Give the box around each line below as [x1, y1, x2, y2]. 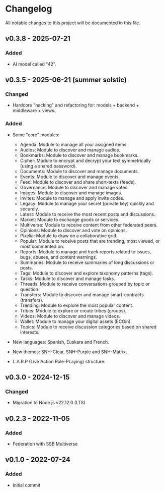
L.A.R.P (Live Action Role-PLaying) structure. [12, 358, 106, 364]
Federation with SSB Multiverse [12, 441, 78, 447]
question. [20, 286, 40, 292]
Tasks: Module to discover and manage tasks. [20, 276, 116, 282]
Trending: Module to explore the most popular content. [20, 302, 134, 308]
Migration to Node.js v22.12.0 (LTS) [12, 400, 86, 406]
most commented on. [20, 243, 64, 249]
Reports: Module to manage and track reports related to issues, [20, 248, 151, 255]
